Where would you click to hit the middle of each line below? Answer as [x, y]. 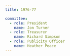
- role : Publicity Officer [37, 42]
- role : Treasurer [29, 32]
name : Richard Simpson [37, 37]
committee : [16, 18]
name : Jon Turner [32, 28]
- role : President [29, 23]
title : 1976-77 [21, 10]
